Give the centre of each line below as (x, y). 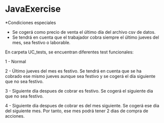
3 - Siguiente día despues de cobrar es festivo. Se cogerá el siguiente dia (79, 91)
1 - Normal (15, 61)
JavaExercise (33, 9)
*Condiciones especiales (31, 23)
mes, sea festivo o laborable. (41, 42)
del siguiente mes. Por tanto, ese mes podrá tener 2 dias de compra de (77, 111)
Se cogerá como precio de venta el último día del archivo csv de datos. (84, 32)
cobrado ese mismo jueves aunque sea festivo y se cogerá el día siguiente (80, 76)
